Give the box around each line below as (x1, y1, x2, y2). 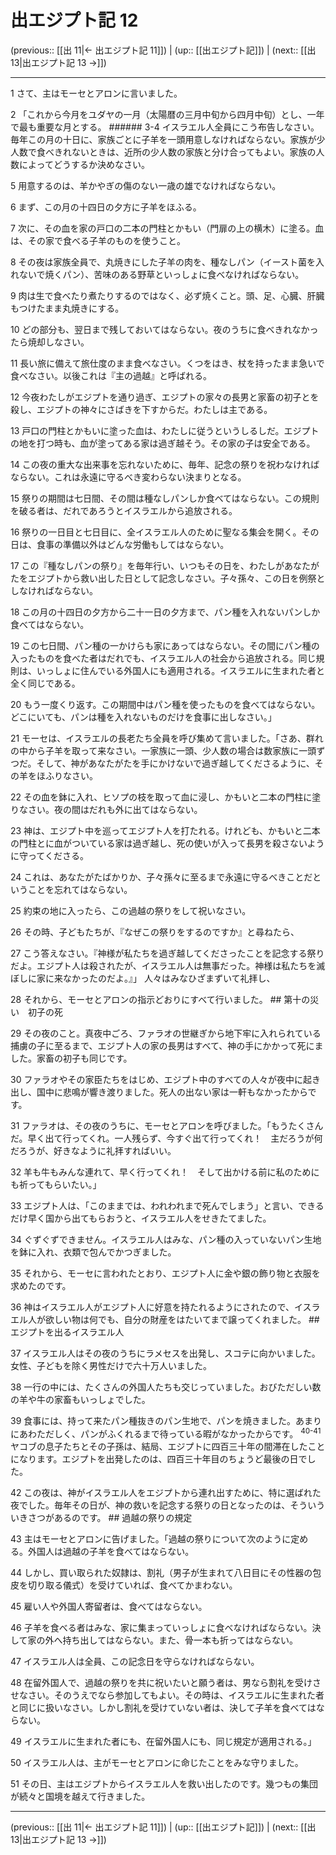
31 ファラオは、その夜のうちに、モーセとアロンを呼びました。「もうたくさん (10, 1119, 324, 1131)
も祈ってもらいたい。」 (10, 1178, 102, 1190)
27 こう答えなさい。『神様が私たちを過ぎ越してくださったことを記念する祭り (10, 947, 325, 959)
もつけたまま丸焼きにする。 (10, 302, 125, 314)
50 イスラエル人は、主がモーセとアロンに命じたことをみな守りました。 (10, 1756, 304, 1768)
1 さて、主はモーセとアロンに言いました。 (10, 87, 183, 99)
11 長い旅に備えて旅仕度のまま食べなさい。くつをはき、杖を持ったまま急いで (10, 357, 325, 369)
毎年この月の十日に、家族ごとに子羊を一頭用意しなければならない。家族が (10, 133, 317, 145)
